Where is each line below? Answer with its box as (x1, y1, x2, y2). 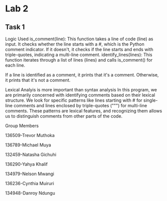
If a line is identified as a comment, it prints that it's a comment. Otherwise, (5, 72, 159, 77)
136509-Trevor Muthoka (5, 133, 55, 138)
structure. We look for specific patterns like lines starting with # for (5, 97, 143, 103)
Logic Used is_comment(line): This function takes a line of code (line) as (5, 36, 154, 42)
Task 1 (5, 23, 25, 31)
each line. (5, 63, 25, 68)
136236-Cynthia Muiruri (5, 181, 54, 186)
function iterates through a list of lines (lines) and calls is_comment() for (5, 57, 153, 63)
